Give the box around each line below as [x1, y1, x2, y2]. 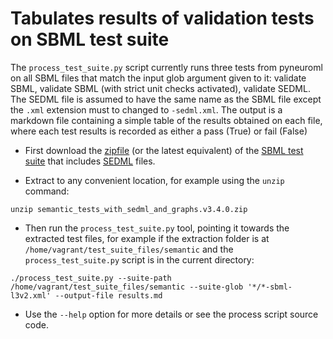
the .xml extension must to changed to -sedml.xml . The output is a [10, 103, 283, 116]
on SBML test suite [10, 28, 170, 51]
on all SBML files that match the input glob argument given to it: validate [10, 72, 307, 84]
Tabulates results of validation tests [10, 7, 315, 30]
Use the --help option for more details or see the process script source [24, 308, 319, 320]
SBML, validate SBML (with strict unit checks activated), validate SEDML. [10, 82, 311, 94]
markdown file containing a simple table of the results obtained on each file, [10, 114, 323, 126]
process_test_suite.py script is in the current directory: [24, 253, 255, 266]
